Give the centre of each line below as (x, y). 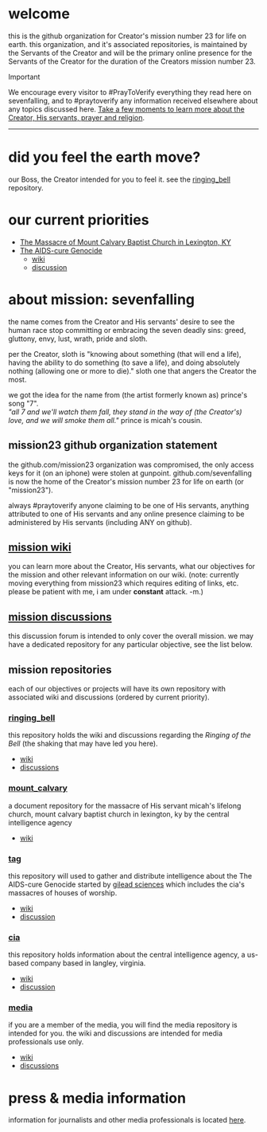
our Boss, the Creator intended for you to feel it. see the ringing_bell (120, 179)
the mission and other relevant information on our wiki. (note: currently (124, 575)
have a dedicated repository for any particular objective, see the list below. (130, 644)
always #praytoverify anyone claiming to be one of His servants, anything (129, 505)
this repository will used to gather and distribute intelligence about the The (130, 875)
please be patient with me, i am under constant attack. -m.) (106, 592)
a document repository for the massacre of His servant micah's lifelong (125, 805)
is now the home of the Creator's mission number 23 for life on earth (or (126, 481)
